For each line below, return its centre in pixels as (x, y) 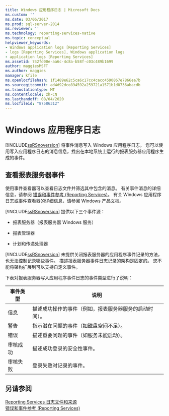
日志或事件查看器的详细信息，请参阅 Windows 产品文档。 (65, 201)
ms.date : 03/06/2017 (27, 19)
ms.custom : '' (20, 15)
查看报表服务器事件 (35, 175)
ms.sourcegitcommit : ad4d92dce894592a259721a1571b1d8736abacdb (73, 85)
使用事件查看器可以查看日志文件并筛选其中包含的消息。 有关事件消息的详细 (83, 188)
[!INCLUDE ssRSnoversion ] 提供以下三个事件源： (55, 211)
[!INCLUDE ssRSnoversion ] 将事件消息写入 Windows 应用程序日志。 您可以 (82, 145)
